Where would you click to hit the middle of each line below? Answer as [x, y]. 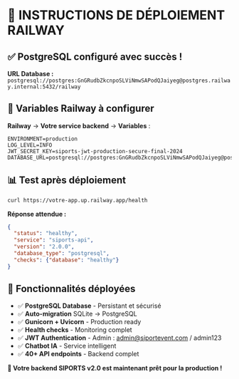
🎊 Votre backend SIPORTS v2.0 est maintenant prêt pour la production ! [115, 368]
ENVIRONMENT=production [43, 139]
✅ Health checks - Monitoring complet [75, 330]
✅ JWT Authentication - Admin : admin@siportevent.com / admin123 [119, 338]
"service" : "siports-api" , [54, 240]
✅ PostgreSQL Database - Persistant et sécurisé [89, 306]
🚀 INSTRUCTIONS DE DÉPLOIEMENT [116, 15]
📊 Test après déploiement [67, 181]
